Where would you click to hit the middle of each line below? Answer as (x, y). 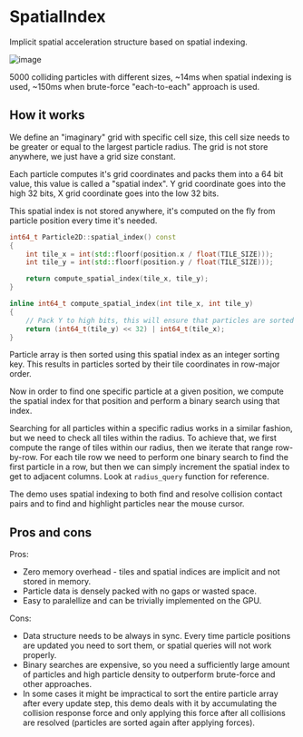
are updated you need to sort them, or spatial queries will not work (147, 645)
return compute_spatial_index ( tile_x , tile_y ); (117, 279)
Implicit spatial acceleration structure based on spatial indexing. (128, 42)
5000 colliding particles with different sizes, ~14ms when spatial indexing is (151, 77)
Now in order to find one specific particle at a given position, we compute (147, 391)
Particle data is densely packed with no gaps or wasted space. (139, 591)
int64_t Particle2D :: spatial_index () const (93, 237)
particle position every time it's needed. (83, 221)
